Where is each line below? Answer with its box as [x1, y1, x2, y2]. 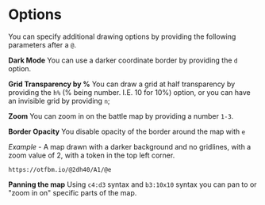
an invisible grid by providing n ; [8, 96, 110, 105]
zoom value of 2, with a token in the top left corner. [8, 150, 175, 160]
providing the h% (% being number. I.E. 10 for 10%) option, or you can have [8, 87, 252, 97]
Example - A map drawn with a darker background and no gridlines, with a [8, 142, 252, 151]
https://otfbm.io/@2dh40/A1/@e [8, 165, 112, 173]
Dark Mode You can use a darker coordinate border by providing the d [8, 55, 238, 65]
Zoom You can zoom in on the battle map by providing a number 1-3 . [8, 111, 234, 120]
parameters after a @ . [8, 40, 77, 49]
